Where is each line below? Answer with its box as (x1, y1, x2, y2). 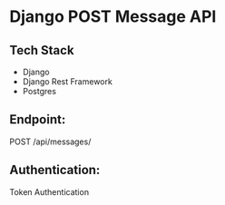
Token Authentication (9, 186, 89, 197)
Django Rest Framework (22, 76, 113, 87)
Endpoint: (9, 112, 66, 128)
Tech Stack (9, 43, 74, 58)
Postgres (22, 86, 57, 96)
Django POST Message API (9, 6, 217, 27)
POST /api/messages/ (9, 136, 92, 147)
